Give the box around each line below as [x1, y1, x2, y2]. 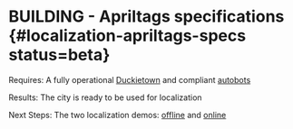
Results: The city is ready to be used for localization [8, 92, 202, 103]
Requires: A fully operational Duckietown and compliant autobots [8, 74, 251, 85]
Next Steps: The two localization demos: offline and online [8, 109, 227, 120]
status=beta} [8, 45, 111, 65]
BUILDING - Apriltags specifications [8, 6, 285, 27]
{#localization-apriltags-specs [8, 25, 247, 46]
